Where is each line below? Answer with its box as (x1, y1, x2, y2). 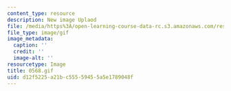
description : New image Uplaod (7, 16, 97, 23)
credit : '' (13, 49, 45, 55)
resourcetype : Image (7, 61, 67, 68)
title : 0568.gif (7, 67, 54, 74)
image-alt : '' (13, 55, 54, 62)
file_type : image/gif (7, 29, 69, 36)
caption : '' (13, 42, 48, 49)
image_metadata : (7, 36, 54, 42)
